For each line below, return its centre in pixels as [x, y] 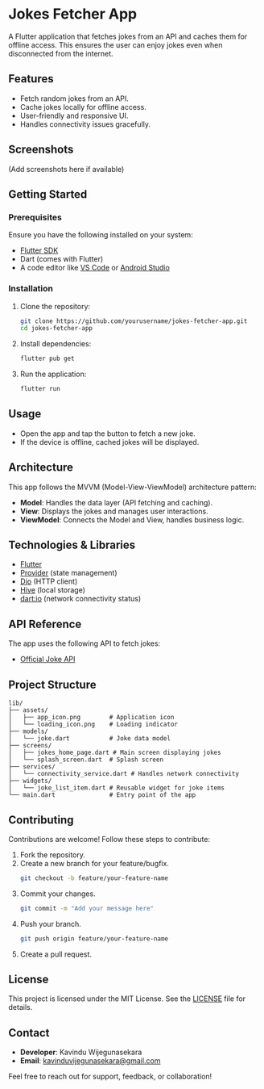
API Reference [45, 624]
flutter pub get [47, 359]
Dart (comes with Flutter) [62, 259]
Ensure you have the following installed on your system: [101, 235]
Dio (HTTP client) [49, 581]
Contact [29, 1033]
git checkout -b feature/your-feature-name [94, 878]
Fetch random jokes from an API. [74, 98]
